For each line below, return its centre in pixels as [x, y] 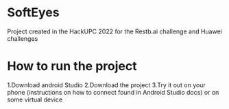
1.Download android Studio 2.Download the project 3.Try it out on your [106, 85]
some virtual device [35, 99]
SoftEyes [33, 13]
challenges [23, 38]
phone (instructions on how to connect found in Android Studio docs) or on [113, 92]
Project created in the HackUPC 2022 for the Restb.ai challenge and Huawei [115, 31]
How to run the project [72, 66]
